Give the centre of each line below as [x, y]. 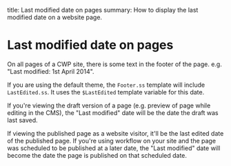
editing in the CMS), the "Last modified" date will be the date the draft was [113, 112]
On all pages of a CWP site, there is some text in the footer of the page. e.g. [114, 64]
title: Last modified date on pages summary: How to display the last [103, 10]
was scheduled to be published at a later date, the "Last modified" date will [114, 148]
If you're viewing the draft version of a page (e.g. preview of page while [109, 105]
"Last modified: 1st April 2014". [51, 71]
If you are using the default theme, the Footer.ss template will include [106, 85]
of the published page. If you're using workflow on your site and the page [111, 141]
